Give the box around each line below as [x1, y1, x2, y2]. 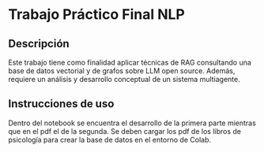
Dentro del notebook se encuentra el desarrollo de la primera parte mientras [8, 118, 257, 128]
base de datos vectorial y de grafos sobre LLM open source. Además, [8, 66, 236, 76]
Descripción [8, 37, 70, 50]
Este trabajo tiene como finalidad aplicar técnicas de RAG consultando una [8, 57, 251, 67]
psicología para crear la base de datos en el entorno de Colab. [8, 135, 212, 144]
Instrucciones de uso [8, 97, 115, 111]
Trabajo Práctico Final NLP [8, 6, 186, 24]
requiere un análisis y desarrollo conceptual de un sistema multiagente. [8, 75, 241, 83]
